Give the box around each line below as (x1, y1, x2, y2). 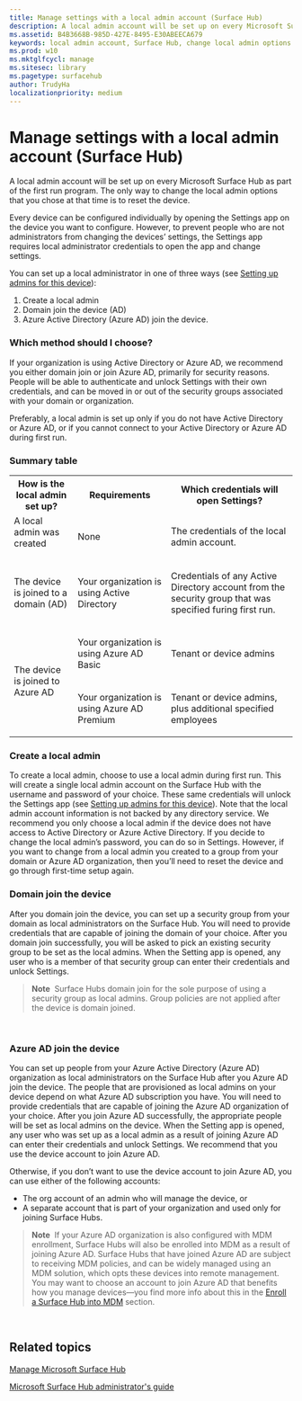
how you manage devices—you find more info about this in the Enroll (31, 1287, 287, 1298)
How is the (17, 477, 65, 490)
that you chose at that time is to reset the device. (9, 195, 191, 206)
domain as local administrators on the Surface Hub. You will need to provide (9, 918, 290, 929)
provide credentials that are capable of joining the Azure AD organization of (9, 1101, 289, 1111)
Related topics (9, 1340, 92, 1355)
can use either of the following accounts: (9, 1175, 161, 1186)
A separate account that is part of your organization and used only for (22, 1202, 281, 1213)
